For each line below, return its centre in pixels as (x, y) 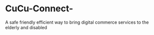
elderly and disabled (26, 27)
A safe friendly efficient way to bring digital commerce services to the (77, 22)
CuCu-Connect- (39, 9)
